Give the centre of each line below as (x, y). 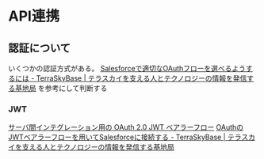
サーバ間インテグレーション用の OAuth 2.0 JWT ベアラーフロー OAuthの (126, 127)
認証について (40, 48)
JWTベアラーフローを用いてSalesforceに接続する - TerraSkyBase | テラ (125, 137)
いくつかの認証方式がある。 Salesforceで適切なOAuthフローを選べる (120, 68)
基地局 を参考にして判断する (61, 88)
